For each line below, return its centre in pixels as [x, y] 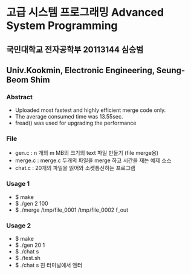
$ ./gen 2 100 [31, 203]
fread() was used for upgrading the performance [76, 123]
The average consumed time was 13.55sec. [69, 117]
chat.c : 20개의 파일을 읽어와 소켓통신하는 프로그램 [75, 168]
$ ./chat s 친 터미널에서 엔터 [49, 265]
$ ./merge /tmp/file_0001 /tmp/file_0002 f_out [72, 210]
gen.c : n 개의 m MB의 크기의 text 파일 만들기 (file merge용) [87, 152]
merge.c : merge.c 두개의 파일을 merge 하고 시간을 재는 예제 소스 [93, 160]
